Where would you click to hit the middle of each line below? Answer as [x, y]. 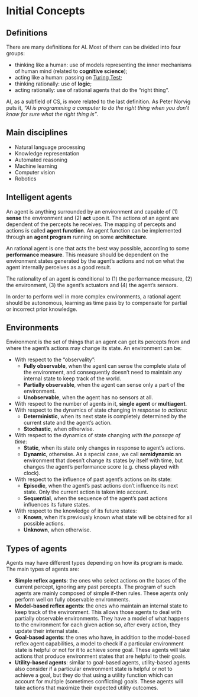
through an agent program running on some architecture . [77, 237]
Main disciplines [37, 133]
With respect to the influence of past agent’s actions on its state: [93, 479]
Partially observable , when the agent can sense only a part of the [104, 385]
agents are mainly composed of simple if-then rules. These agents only [101, 593]
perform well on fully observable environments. [72, 600]
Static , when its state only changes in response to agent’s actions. [104, 448]
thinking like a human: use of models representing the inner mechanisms [103, 65]
